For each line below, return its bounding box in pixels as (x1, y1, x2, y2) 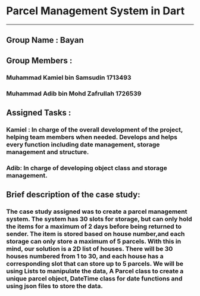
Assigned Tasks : (6, 107, 71, 117)
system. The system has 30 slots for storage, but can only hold (6, 215, 192, 223)
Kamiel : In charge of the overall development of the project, (6, 125, 183, 133)
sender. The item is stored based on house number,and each (6, 230, 185, 238)
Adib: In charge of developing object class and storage (6, 164, 168, 172)
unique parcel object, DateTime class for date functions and (6, 275, 183, 283)
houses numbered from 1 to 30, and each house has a (6, 252, 164, 260)
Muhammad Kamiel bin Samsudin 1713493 (6, 73, 132, 82)
